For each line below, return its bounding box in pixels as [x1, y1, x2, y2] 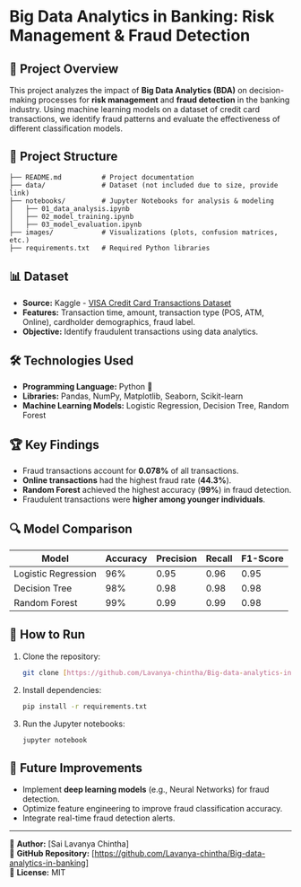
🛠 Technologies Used [9, 353, 134, 369]
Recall [205, 552, 233, 565]
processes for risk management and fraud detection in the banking [38, 94, 290, 105]
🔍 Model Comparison [9, 521, 133, 536]
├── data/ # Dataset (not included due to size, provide [9, 180, 279, 189]
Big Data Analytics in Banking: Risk [9, 6, 275, 27]
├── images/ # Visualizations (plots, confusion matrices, [9, 227, 279, 237]
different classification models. [9, 123, 124, 134]
